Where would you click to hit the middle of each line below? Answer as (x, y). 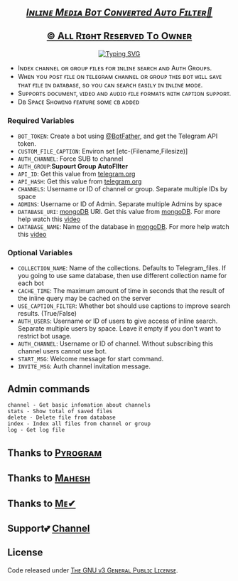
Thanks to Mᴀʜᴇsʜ (49, 478)
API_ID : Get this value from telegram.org (76, 174)
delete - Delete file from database (61, 418)
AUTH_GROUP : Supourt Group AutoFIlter (73, 166)
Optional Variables (40, 253)
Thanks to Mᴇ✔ (42, 504)
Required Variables (41, 120)
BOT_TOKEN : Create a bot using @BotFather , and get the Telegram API (118, 136)
